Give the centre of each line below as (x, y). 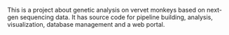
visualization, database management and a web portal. (86, 24)
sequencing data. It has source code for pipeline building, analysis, (117, 17)
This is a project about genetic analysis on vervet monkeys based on (106, 10)
